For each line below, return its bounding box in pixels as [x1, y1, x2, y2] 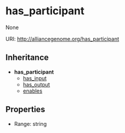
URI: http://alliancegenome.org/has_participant [5, 35, 119, 42]
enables [22, 87, 42, 94]
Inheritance [5, 52, 49, 63]
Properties [5, 104, 45, 115]
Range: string [14, 120, 47, 127]
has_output [22, 81, 51, 88]
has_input [22, 74, 47, 81]
